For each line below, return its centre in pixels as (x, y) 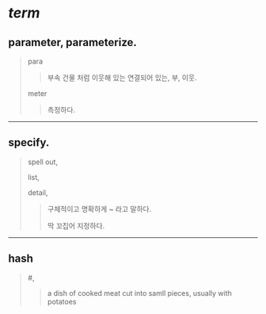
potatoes (62, 301)
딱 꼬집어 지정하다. (76, 225)
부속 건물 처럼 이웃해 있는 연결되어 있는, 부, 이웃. (122, 78)
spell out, (42, 162)
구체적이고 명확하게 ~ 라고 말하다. (99, 209)
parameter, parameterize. (72, 42)
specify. (29, 143)
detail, (38, 192)
